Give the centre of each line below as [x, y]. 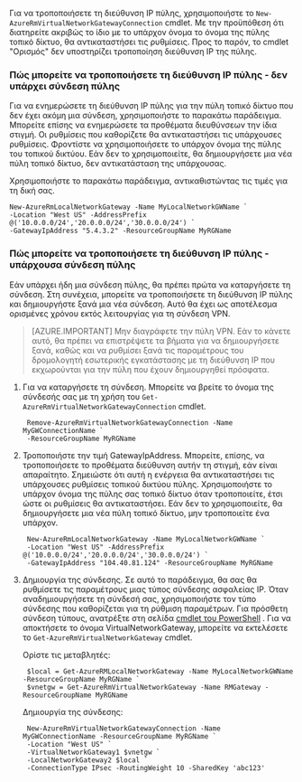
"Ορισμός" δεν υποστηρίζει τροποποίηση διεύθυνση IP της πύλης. [133, 52]
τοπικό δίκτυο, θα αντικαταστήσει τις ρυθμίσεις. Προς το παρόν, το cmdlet [149, 42]
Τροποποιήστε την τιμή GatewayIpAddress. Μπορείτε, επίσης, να [143, 455]
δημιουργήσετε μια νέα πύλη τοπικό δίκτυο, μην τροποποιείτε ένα [146, 513]
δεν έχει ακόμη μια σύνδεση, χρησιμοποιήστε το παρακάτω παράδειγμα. [146, 116]
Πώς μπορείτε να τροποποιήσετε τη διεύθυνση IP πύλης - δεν [149, 74]
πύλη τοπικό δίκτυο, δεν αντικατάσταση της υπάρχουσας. [118, 164]
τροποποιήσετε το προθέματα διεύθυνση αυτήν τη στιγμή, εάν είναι [150, 465]
